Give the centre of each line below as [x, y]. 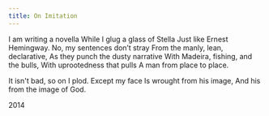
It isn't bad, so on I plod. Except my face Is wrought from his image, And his [134, 80]
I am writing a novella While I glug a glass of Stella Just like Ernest [118, 39]
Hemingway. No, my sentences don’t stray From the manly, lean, [116, 47]
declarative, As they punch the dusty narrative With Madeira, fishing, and [130, 56]
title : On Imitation [43, 16]
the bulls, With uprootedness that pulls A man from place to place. [119, 65]
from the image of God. [47, 89]
